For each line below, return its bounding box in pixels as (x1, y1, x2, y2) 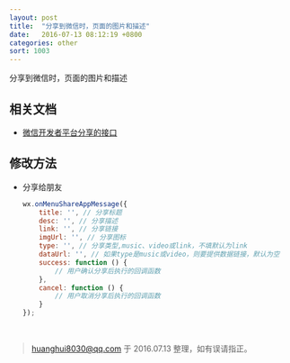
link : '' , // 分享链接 (39, 224, 119, 234)
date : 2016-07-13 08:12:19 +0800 (9, 30, 143, 39)
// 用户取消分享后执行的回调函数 (55, 292, 162, 301)
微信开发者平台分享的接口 (22, 127, 118, 138)
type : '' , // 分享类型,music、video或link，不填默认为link (39, 241, 249, 250)
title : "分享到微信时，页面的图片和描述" (9, 22, 150, 31)
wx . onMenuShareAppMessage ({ (22, 199, 127, 208)
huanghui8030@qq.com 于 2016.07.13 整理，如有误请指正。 (31, 343, 253, 354)
